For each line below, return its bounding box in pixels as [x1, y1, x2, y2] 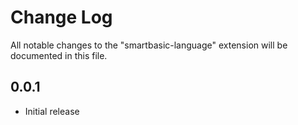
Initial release [24, 105, 80, 117]
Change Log [10, 6, 113, 29]
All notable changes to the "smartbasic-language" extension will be [10, 39, 288, 51]
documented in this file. [10, 49, 108, 61]
